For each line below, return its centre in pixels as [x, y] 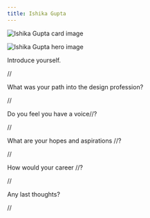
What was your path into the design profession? [75, 87]
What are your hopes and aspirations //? [64, 140]
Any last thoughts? [34, 194]
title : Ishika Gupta [37, 13]
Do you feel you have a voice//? [52, 113]
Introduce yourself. [34, 60]
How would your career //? [45, 167]
